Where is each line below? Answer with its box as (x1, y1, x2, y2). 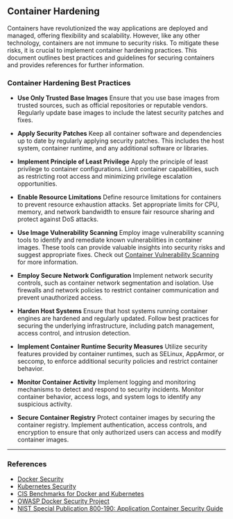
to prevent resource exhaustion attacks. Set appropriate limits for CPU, (17, 200, 220, 209)
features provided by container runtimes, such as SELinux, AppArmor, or (17, 350, 225, 358)
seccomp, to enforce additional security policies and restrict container (17, 357, 218, 366)
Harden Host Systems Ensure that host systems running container (17, 307, 208, 315)
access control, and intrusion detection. (17, 329, 131, 337)
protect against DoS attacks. (17, 215, 99, 224)
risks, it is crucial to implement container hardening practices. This (7, 46, 198, 54)
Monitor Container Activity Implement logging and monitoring (17, 378, 196, 387)
